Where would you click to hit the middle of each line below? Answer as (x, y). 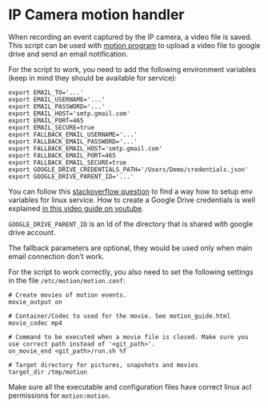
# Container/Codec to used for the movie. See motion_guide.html (119, 316)
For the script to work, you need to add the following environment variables (132, 69)
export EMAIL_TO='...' (46, 92)
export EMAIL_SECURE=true (51, 127)
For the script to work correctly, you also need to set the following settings (131, 272)
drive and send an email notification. (68, 54)
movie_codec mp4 (35, 323)
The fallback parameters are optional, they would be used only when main (130, 248)
